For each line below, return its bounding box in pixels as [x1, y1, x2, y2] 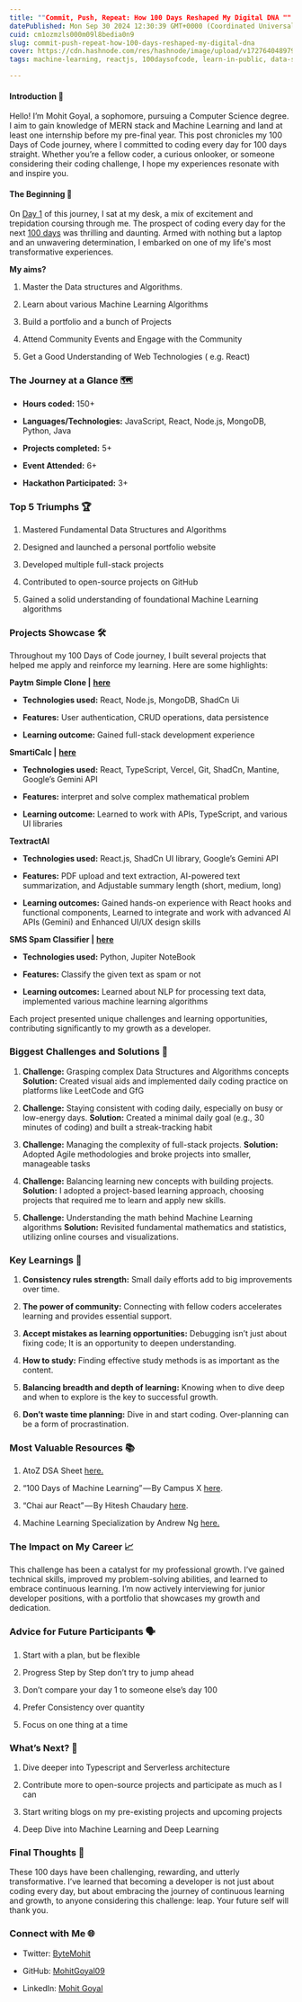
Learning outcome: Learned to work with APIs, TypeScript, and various [22, 809, 288, 819]
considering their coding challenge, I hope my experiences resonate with [9, 158, 280, 169]
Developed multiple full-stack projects [22, 559, 164, 569]
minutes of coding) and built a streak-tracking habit [22, 1122, 213, 1132]
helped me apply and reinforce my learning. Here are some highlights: [9, 660, 268, 671]
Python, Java [22, 425, 72, 436]
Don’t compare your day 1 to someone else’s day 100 [22, 1684, 218, 1695]
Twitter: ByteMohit [22, 1948, 92, 1959]
